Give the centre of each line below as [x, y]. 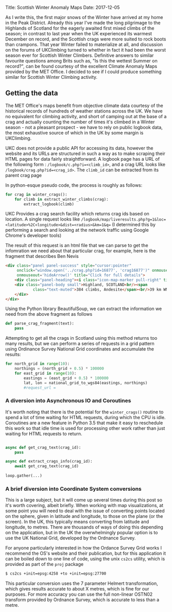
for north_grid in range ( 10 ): [38, 364]
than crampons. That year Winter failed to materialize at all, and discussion [84, 45]
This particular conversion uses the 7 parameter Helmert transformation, [82, 583]
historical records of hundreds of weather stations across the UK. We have [84, 111]
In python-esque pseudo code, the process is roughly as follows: [74, 185]
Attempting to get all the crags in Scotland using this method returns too [81, 338]
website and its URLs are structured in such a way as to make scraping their [85, 154]
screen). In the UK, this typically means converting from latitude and [77, 522]
